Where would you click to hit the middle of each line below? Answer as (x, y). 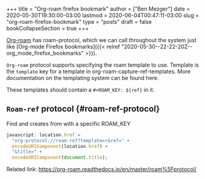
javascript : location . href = (43, 135)
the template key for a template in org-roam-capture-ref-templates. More (99, 71)
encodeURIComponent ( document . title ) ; (60, 158)
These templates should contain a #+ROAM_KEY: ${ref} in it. (80, 90)
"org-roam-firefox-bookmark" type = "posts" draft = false (79, 22)
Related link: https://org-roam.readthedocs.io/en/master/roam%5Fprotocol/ (102, 169)
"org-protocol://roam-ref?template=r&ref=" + (71, 141)
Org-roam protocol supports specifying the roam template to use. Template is (102, 65)
